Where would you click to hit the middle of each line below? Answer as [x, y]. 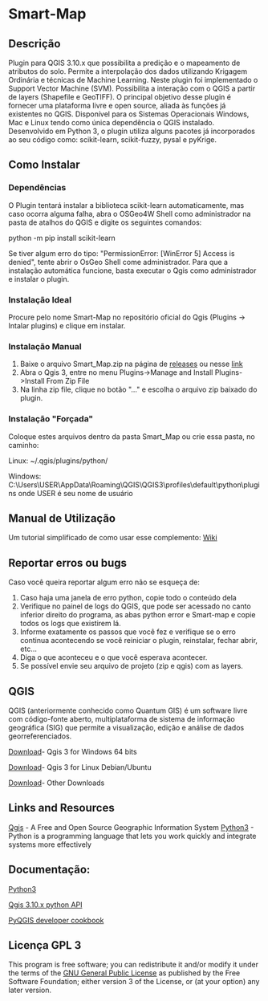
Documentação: [49, 870]
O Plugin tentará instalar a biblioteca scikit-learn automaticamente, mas [126, 205]
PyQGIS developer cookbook [56, 920]
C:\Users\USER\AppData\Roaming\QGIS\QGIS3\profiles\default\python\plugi [134, 484]
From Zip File [68, 381]
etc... [28, 649]
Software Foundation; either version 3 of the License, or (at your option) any [134, 982]
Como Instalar [44, 165]
